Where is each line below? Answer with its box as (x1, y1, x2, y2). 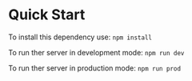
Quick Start (8, 6, 86, 24)
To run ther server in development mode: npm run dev (8, 47, 185, 57)
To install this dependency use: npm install (8, 32, 152, 42)
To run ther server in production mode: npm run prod (8, 63, 182, 73)
